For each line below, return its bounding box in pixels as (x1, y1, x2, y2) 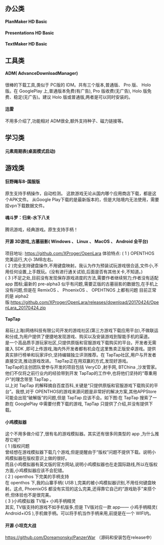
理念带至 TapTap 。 (15, 376, 54, 383)
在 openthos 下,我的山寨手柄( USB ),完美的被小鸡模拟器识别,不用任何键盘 (5, 480, 152, 486)
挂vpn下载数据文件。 (5, 203, 47, 208)
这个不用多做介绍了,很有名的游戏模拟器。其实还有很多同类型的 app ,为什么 (5, 431, 155, 437)
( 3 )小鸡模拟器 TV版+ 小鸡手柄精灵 (5, 498, 76, 504)
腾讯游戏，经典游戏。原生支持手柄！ (5, 227, 78, 232)
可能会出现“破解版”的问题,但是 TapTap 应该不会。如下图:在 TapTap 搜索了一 (5, 395, 157, 401)
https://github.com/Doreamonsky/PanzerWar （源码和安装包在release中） (5, 534, 155, 540)
